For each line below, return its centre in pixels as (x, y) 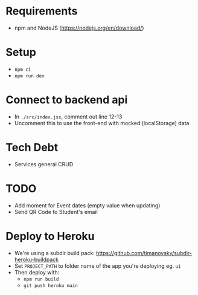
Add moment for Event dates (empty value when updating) (87, 205)
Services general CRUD (44, 164)
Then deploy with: (37, 272)
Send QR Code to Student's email (56, 212)
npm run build (41, 279)
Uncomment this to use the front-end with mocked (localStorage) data (102, 123)
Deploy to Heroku (50, 236)
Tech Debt (32, 147)
